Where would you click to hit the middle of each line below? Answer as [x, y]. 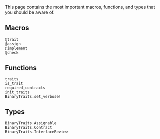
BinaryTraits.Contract [29, 128]
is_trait [14, 83]
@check [12, 52]
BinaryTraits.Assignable [31, 123]
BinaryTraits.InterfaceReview [37, 132]
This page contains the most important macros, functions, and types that [80, 7]
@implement [16, 48]
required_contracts [25, 88]
